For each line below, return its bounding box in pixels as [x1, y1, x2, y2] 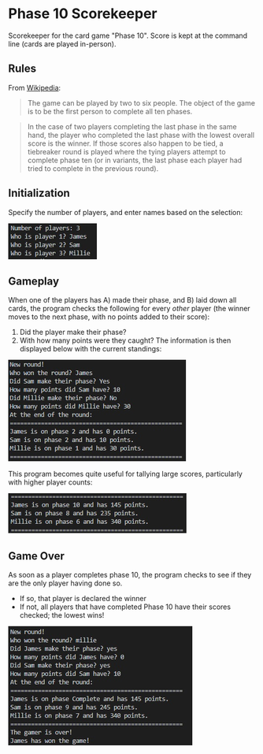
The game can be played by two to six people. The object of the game [27, 98, 256, 107]
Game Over [8, 549, 65, 563]
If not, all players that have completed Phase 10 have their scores [19, 602, 231, 611]
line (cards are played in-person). [8, 39, 117, 48]
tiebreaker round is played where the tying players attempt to [27, 147, 226, 156]
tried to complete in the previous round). [27, 163, 159, 173]
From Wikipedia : [8, 83, 61, 92]
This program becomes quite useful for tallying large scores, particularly [8, 470, 243, 479]
